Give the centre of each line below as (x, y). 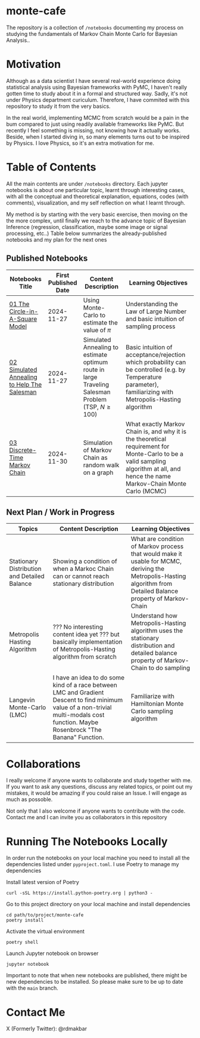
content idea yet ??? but (86, 635)
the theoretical (146, 438)
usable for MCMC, (156, 561)
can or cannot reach (81, 576)
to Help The (26, 384)
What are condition (157, 539)
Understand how (154, 616)
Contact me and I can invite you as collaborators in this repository (87, 817)
